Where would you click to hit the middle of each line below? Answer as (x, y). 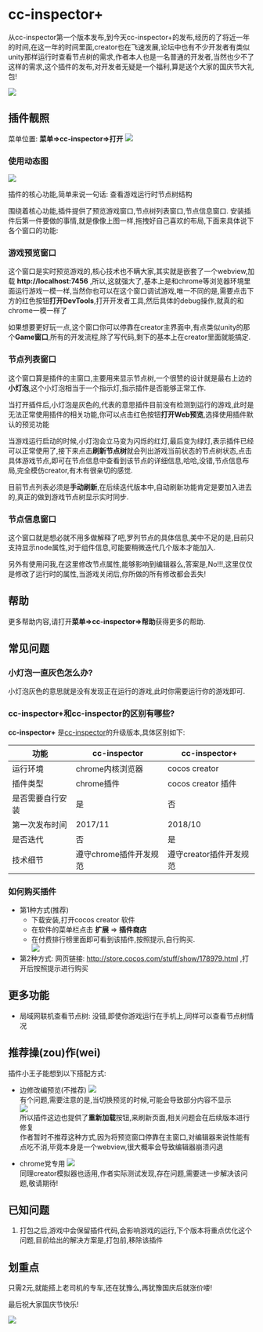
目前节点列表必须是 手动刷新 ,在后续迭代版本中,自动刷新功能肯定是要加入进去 (130, 487)
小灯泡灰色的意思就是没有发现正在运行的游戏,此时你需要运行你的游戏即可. (127, 692)
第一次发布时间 (40, 824)
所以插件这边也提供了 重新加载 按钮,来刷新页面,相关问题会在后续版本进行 (135, 1117)
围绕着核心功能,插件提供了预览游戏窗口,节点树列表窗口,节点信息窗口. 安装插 (130, 211)
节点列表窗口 (32, 359)
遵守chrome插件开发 (113, 854)
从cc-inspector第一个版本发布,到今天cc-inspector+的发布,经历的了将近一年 (129, 37)
